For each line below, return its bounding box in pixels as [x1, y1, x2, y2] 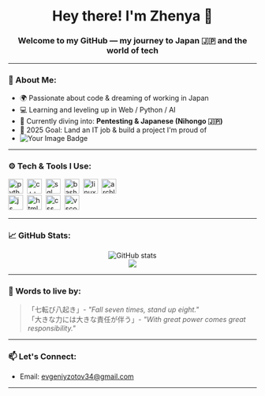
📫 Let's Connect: [8, 350, 77, 361]
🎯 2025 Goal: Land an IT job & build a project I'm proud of [19, 125, 207, 135]
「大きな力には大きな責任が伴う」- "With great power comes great [27, 314, 246, 324]
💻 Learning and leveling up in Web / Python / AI [19, 105, 176, 114]
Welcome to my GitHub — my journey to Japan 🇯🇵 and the [17, 35, 248, 46]
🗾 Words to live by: [8, 286, 81, 297]
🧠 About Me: [8, 75, 57, 86]
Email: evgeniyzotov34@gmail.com [19, 372, 134, 381]
